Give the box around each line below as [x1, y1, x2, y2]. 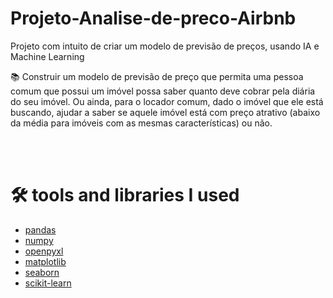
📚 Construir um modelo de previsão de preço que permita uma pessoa [10, 70, 304, 82]
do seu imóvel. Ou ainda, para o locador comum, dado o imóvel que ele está [10, 95, 324, 107]
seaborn [24, 266, 60, 278]
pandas [24, 223, 57, 236]
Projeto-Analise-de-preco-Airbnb [10, 7, 297, 30]
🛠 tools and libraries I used [10, 184, 240, 207]
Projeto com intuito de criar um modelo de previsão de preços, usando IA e [10, 40, 320, 52]
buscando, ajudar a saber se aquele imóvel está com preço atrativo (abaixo [10, 106, 321, 118]
